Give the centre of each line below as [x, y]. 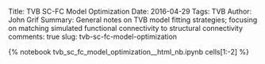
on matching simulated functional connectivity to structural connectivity [126, 28]
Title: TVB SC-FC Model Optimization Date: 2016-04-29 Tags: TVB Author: [130, 11]
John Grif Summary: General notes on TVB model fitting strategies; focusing [133, 20]
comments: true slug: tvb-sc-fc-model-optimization [92, 36]
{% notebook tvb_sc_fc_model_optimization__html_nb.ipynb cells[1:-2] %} [129, 52]
